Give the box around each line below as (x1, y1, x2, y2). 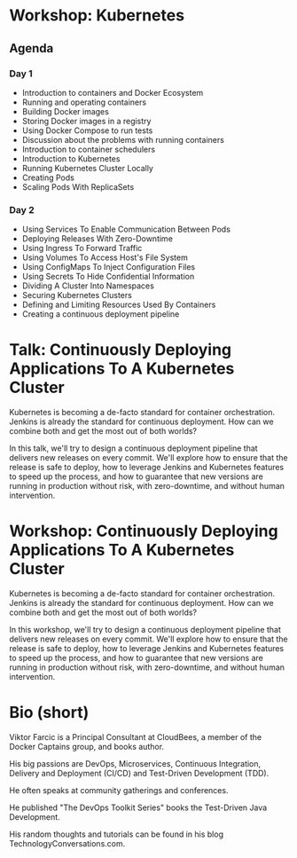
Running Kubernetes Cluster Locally (21, 162, 153, 173)
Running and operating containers (21, 97, 147, 107)
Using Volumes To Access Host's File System (21, 252, 188, 263)
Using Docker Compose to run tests (21, 125, 153, 136)
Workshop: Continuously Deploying (9, 521, 278, 541)
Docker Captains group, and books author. (9, 741, 165, 752)
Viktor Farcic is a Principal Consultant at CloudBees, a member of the (9, 731, 262, 742)
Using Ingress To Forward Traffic (21, 243, 143, 254)
